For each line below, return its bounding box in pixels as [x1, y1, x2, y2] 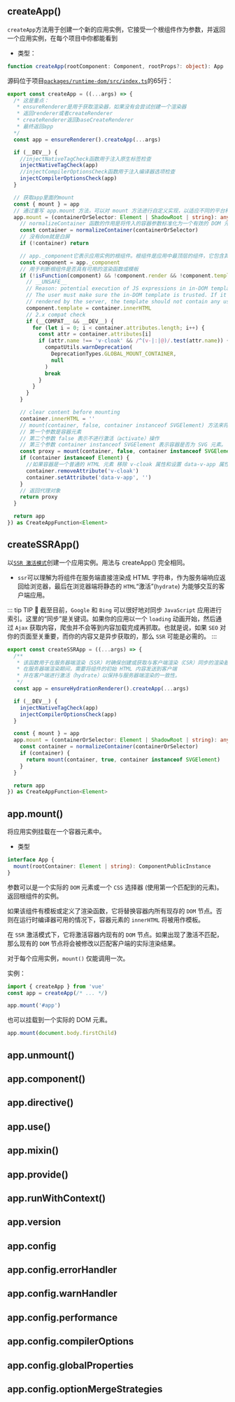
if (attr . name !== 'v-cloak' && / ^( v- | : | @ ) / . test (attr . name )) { [38, 337, 230, 345]
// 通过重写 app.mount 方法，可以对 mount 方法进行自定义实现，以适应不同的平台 [13, 207, 225, 214]
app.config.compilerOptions [7, 1335, 134, 1347]
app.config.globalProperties [7, 1359, 134, 1371]
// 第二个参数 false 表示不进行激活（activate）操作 [20, 435, 159, 442]
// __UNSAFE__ [25, 279, 68, 286]
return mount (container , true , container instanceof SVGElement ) [25, 756, 220, 763]
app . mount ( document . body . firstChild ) [7, 1030, 117, 1037]
